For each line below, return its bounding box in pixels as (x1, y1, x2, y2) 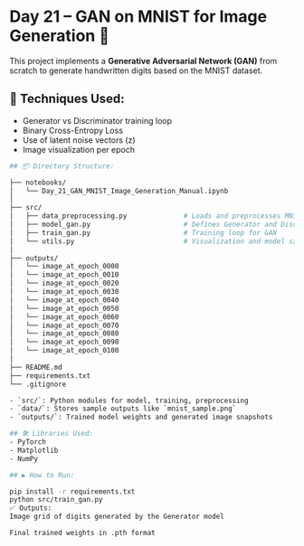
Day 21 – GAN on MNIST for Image (9, 6, 268, 27)
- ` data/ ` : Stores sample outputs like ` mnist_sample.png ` (9, 404, 237, 413)
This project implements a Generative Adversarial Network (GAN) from (9, 55, 278, 66)
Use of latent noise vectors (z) (22, 134, 136, 146)
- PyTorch (9, 438, 47, 447)
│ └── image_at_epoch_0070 (9, 321, 119, 330)
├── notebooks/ (9, 178, 67, 187)
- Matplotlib (9, 446, 59, 455)
